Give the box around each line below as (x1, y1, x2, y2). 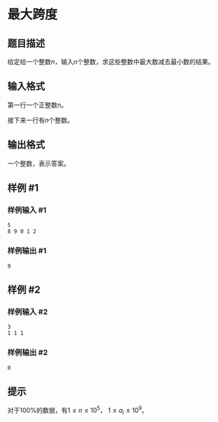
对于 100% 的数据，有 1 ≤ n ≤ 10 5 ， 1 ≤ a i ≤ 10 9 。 (7, 405, 148, 416)
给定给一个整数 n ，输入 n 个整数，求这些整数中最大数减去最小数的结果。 (7, 58, 215, 66)
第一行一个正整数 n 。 (7, 101, 68, 109)
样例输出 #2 (7, 348, 48, 358)
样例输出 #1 (7, 246, 46, 256)
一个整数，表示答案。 (7, 159, 70, 168)
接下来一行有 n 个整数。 (7, 116, 74, 124)
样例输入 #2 (7, 306, 48, 316)
